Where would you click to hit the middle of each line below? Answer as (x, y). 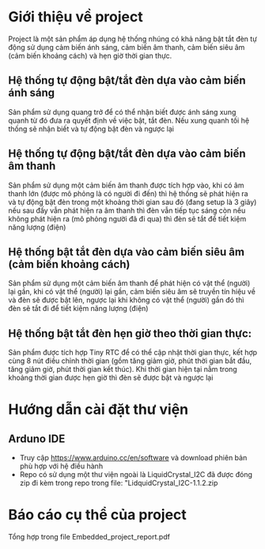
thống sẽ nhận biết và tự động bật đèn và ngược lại (91, 129)
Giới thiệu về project (76, 17)
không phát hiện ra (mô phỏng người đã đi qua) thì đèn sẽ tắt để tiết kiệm (127, 218)
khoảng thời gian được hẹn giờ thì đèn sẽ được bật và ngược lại (111, 378)
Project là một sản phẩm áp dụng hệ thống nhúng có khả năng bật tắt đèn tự (132, 39)
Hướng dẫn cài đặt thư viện (98, 409)
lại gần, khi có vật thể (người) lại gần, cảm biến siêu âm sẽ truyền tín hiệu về (132, 292)
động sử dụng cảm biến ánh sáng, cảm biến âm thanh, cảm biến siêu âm (127, 47)
